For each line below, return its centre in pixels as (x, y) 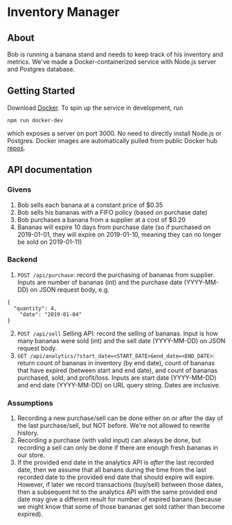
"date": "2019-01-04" (51, 314)
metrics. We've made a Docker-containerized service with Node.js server (112, 62)
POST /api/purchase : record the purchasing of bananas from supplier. (116, 274)
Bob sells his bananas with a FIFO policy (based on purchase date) (112, 212)
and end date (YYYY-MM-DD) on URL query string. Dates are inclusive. (119, 385)
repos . (16, 148)
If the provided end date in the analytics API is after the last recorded (116, 462)
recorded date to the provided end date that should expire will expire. (116, 477)
